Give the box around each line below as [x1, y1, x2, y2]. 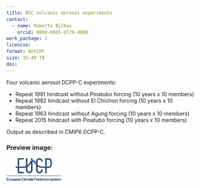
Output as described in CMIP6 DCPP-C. [6, 128, 106, 135]
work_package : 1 [6, 35, 47, 42]
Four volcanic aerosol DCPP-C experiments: [6, 78, 117, 86]
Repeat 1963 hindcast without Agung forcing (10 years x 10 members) [15, 110, 190, 117]
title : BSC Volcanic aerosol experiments [6, 10, 113, 16]
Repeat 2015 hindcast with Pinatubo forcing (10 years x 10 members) [15, 116, 187, 124]
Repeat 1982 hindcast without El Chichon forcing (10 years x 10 [15, 97, 173, 104]
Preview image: [6, 143, 53, 151]
